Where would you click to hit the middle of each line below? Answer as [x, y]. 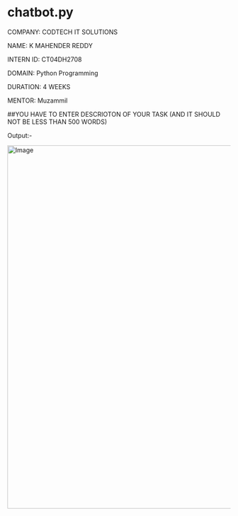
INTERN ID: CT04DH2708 [45, 59]
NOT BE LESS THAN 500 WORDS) [57, 122]
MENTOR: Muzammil [38, 101]
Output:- [20, 135]
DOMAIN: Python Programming [53, 73]
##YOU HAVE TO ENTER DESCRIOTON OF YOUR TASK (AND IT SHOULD [114, 114]
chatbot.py [40, 12]
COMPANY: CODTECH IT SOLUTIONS [63, 32]
